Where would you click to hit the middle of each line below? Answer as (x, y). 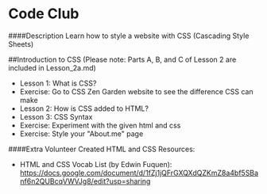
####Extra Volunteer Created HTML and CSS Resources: (102, 149)
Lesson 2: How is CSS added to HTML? (84, 108)
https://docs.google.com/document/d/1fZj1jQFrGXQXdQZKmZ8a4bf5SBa (139, 173)
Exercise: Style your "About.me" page (81, 133)
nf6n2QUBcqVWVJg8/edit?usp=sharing (85, 181)
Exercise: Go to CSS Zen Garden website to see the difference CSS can (136, 91)
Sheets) (21, 44)
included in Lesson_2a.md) (52, 67)
